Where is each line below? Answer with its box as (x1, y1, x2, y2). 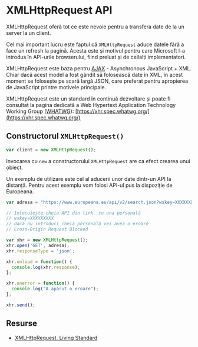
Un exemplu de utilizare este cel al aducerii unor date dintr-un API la (6, 175, 171, 182)
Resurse (6, 319, 37, 329)
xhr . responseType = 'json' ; (6, 248, 75, 254)
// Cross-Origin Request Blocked (6, 226, 88, 232)
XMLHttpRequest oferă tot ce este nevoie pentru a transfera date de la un (6, 23, 184, 30)
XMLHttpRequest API (6, 4, 113, 17)
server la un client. (6, 29, 51, 36)
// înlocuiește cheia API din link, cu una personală (6, 210, 141, 216)
